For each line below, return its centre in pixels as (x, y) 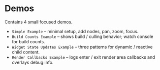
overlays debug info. (32, 62)
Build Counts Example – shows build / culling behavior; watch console (82, 36)
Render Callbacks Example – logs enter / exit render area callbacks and (83, 57)
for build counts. (28, 41)
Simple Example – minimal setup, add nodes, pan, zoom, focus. (75, 31)
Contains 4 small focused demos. (38, 22)
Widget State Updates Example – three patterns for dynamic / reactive (82, 47)
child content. (26, 52)
